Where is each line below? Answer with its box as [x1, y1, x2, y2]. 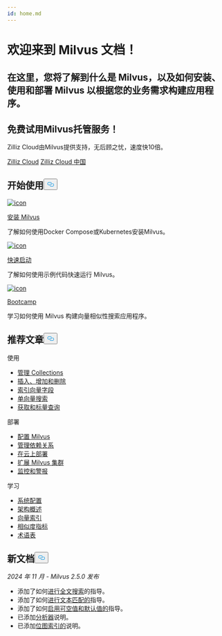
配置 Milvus [17, 432, 50, 440]
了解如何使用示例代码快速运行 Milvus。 [7, 270, 119, 279]
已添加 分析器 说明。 [17, 613, 73, 621]
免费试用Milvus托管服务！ [7, 123, 119, 135]
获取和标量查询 [17, 402, 60, 411]
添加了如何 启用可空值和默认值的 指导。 [17, 604, 127, 612]
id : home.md [7, 10, 41, 17]
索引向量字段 [17, 385, 54, 394]
